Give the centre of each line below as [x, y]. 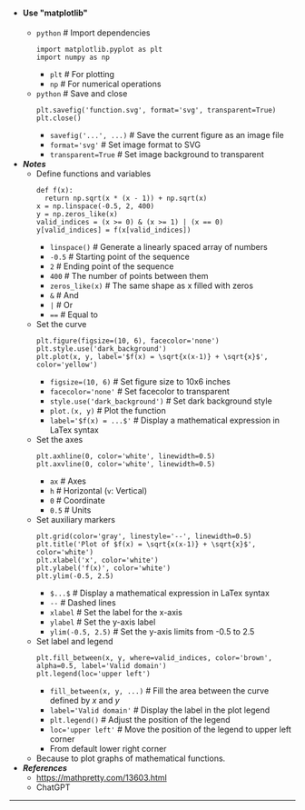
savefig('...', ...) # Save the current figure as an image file [167, 135]
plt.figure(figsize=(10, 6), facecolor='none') [128, 341]
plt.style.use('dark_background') [101, 349]
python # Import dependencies [93, 33]
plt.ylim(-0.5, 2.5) [75, 576]
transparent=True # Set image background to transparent [157, 155]
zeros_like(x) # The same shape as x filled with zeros [152, 285]
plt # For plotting [82, 75]
